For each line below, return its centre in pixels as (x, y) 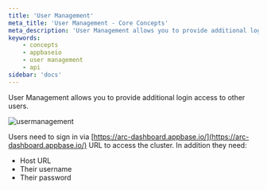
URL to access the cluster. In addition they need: (168, 145)
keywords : (25, 38)
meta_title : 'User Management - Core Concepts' (89, 23)
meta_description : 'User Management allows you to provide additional (128, 30)
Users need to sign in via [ (51, 137)
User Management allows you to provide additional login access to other (127, 97)
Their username (46, 169)
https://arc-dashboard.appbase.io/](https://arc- (171, 137)
